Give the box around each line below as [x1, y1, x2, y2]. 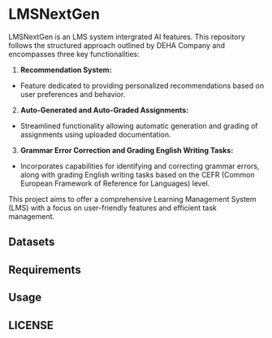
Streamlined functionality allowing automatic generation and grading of [19, 121, 258, 130]
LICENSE [8, 318, 54, 332]
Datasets [8, 235, 55, 249]
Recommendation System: [19, 64, 112, 74]
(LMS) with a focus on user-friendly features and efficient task [8, 203, 217, 213]
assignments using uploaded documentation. [19, 129, 172, 139]
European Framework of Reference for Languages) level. [19, 178, 210, 188]
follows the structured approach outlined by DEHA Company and [8, 40, 226, 50]
